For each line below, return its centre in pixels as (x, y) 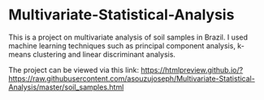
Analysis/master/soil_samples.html (66, 87)
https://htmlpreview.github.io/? (192, 69)
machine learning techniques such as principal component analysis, (122, 45)
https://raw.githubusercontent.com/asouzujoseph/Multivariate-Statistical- (132, 78)
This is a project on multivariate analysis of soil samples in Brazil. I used (128, 37)
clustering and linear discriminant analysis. (104, 54)
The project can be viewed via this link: (74, 69)
